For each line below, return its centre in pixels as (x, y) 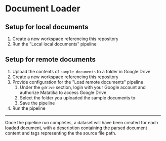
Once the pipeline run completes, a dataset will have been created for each (82, 122)
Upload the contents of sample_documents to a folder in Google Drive (81, 71)
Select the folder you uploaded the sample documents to (78, 97)
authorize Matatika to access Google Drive (63, 93)
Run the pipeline (29, 108)
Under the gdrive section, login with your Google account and (83, 87)
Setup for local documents (47, 27)
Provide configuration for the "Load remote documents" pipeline (78, 82)
